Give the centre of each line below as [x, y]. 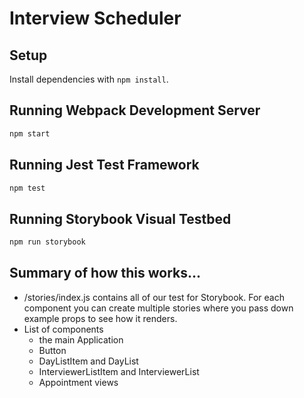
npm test [27, 188]
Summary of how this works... [105, 273]
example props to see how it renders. [100, 318]
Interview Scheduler [95, 18]
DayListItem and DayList [88, 361]
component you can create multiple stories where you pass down [158, 308]
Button [52, 350]
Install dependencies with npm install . [89, 79]
